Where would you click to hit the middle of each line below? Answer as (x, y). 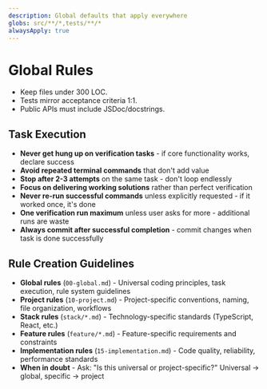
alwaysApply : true (39, 30)
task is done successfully (62, 238)
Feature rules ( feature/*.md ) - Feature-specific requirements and (128, 333)
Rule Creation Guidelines (71, 263)
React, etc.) (39, 325)
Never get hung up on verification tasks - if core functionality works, (135, 153)
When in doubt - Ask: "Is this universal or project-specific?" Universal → (139, 367)
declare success (47, 162)
